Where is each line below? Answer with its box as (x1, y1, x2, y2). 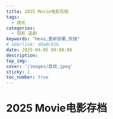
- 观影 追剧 (11, 31, 37, 37)
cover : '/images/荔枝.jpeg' (6, 63, 74, 70)
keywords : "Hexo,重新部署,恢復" (6, 36, 81, 42)
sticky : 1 (6, 69, 31, 75)
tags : (6, 14, 19, 20)
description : (6, 52, 38, 58)
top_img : (6, 58, 28, 64)
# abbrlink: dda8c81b (6, 42, 59, 48)
